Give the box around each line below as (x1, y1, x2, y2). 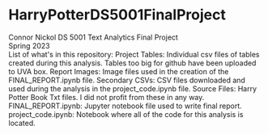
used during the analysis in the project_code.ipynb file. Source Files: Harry (8, 83, 257, 94)
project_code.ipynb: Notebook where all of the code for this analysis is (8, 109, 244, 119)
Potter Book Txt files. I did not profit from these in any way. (8, 92, 205, 102)
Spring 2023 (8, 40, 50, 50)
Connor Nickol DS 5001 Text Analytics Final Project (8, 32, 178, 42)
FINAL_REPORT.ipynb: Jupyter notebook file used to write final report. (8, 101, 243, 111)
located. (8, 118, 36, 128)
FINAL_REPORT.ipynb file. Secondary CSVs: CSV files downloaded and (8, 75, 245, 85)
